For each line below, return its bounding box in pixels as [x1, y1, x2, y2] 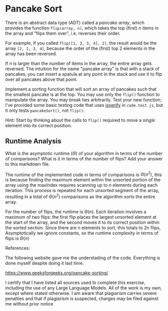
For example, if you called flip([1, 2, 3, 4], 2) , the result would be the [5, 40, 157, 46]
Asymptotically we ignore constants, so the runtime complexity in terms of [5, 230, 159, 236]
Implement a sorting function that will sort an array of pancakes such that [5, 86, 157, 92]
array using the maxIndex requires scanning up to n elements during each [5, 182, 158, 188]
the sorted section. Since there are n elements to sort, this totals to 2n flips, [5, 225, 161, 231]
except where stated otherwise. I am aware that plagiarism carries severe [5, 290, 157, 296]
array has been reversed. [5, 51, 57, 57]
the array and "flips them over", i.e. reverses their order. [5, 30, 120, 36]
